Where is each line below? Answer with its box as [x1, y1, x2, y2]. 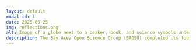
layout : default [6, 8, 45, 14]
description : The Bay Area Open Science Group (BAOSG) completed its [6, 35, 179, 41]
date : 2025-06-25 [6, 19, 48, 25]
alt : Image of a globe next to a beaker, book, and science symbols [6, 30, 176, 36]
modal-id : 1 [6, 14, 35, 20]
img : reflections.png [6, 24, 59, 30]
